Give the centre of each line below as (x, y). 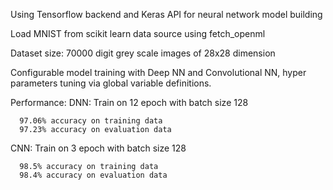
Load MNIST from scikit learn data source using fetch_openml (138, 33)
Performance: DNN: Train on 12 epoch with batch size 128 (129, 102)
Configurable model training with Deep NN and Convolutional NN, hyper (158, 72)
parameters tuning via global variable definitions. (111, 83)
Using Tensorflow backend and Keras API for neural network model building (166, 14)
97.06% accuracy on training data (91, 121)
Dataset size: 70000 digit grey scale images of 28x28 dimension (143, 53)
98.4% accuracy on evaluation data (93, 175)
